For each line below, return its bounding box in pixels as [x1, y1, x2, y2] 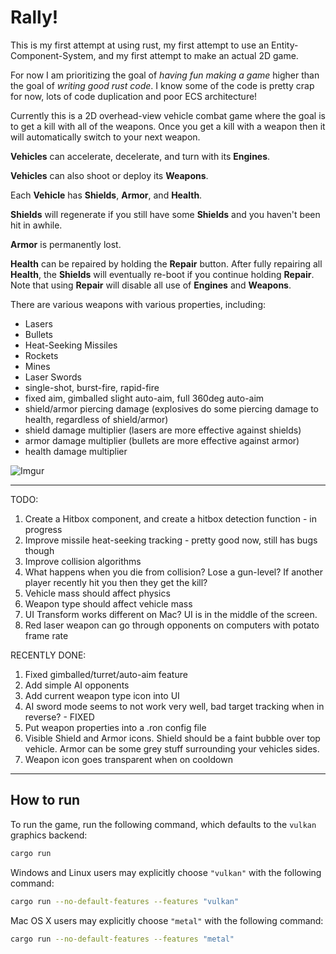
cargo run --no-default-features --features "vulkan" [10, 896, 240, 906]
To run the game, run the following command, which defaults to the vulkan [10, 818, 317, 830]
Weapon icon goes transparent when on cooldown [24, 753, 233, 765]
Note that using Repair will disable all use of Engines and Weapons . [10, 279, 292, 291]
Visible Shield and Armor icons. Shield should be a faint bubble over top [24, 732, 321, 744]
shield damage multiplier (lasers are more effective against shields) [24, 424, 302, 436]
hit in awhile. [10, 219, 63, 231]
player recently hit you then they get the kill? [24, 576, 208, 588]
